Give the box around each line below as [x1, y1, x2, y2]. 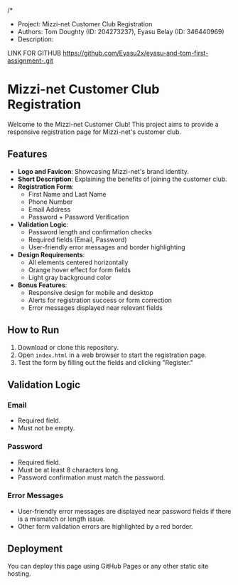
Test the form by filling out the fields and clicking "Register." [17, 358, 193, 366]
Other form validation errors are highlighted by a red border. [17, 522, 193, 530]
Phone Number [28, 197, 73, 206]
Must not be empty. [17, 424, 75, 433]
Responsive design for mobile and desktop [28, 288, 154, 296]
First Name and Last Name [28, 190, 107, 198]
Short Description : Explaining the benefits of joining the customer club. [17, 175, 227, 183]
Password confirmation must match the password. [17, 473, 166, 482]
